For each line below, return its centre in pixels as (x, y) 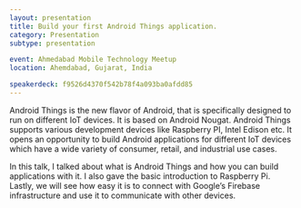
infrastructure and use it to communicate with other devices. (123, 195)
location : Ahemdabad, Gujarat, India (81, 68)
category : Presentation (55, 35)
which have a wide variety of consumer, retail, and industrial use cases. (143, 149)
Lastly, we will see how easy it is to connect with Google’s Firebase (135, 185)
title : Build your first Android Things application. (114, 26)
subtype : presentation (52, 43)
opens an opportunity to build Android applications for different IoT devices (150, 139)
